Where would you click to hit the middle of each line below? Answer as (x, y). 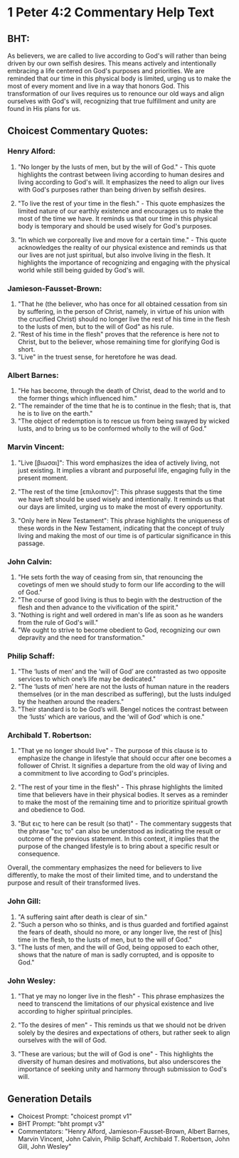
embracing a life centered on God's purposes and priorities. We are (106, 71)
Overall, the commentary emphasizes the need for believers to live (105, 868)
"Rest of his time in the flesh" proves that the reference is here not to (118, 334)
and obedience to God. (51, 810)
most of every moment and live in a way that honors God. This (99, 86)
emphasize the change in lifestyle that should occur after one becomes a (124, 758)
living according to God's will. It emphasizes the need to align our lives (121, 181)
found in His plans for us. (44, 109)
